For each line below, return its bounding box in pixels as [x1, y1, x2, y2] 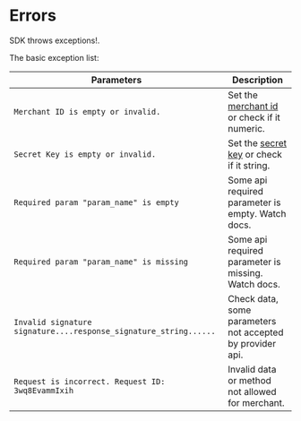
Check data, [228, 292, 279, 305]
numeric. [228, 122, 266, 134]
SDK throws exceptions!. [9, 35, 100, 46]
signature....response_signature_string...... [13, 326, 217, 336]
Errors [9, 5, 56, 26]
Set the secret [228, 136, 287, 149]
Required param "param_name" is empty [13, 197, 179, 207]
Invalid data [228, 363, 277, 375]
